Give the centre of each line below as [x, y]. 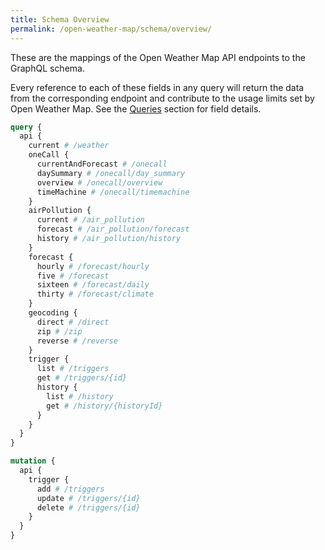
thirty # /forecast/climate [95, 294]
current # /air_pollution [90, 220]
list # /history [80, 396]
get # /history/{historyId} [104, 406]
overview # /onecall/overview [99, 182]
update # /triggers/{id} [88, 498]
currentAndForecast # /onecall [102, 164]
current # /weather [69, 146]
